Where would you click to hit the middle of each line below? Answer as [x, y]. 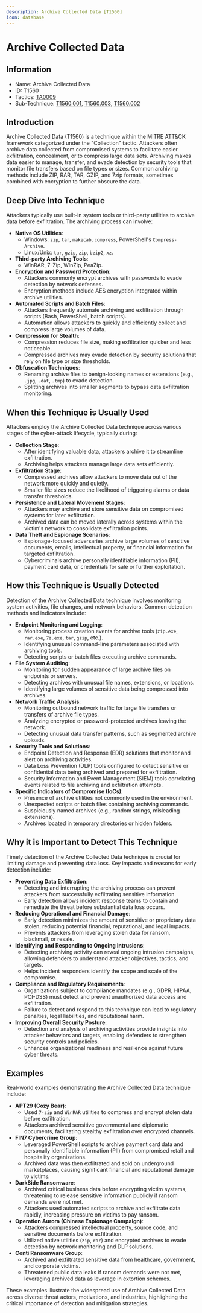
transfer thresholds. [49, 496]
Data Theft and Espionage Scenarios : [62, 534]
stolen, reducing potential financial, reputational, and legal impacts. [107, 926]
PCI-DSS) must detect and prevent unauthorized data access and [105, 996]
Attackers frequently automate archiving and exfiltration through [104, 310]
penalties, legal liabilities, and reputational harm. [84, 1016]
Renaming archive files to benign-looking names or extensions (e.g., [109, 374]
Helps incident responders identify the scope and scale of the [101, 971]
